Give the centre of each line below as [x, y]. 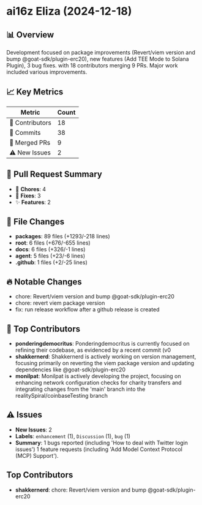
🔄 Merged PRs [30, 142]
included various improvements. [47, 72]
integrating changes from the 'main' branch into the [80, 389]
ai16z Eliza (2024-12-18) [69, 11]
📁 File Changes [36, 222]
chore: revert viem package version [60, 303]
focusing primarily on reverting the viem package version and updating [105, 363]
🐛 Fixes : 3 [28, 196]
